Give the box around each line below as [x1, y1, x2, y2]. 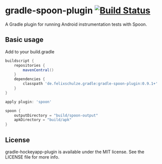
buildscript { [5, 58, 35, 63]
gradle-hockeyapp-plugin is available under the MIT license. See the [5, 149, 145, 155]
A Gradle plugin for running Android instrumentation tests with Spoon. [5, 21, 147, 27]
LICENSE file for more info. [5, 154, 60, 160]
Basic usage [5, 36, 43, 44]
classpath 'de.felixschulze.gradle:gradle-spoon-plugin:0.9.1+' [23, 82, 158, 86]
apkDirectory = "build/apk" [14, 118, 72, 123]
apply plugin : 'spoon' [5, 99, 52, 104]
